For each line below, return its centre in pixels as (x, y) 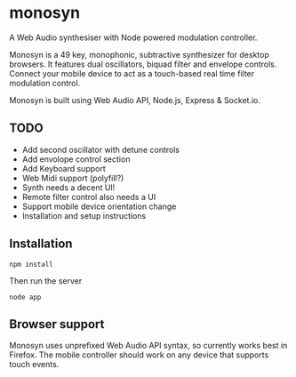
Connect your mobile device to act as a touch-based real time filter (132, 73)
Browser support (57, 324)
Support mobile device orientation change (99, 206)
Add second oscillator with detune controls (101, 149)
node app (25, 297)
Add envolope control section (76, 159)
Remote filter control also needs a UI (89, 197)
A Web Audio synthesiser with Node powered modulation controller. (133, 37)
